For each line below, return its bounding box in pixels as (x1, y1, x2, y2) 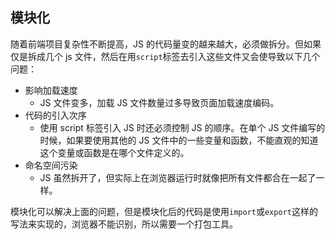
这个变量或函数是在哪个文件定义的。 (39, 146, 190, 158)
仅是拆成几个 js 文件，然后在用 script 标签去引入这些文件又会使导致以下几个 (10, 50, 321, 62)
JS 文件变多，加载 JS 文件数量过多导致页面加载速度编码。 (39, 96, 280, 108)
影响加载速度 (24, 84, 78, 96)
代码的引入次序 (24, 109, 87, 121)
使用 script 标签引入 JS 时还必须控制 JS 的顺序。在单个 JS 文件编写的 (39, 121, 326, 133)
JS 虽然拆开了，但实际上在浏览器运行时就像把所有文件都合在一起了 (39, 171, 317, 183)
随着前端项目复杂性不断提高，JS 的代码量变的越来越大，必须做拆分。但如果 (10, 38, 322, 50)
